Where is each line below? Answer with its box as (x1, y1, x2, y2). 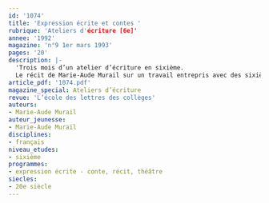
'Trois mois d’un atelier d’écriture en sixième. (15, 64, 184, 72)
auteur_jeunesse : (8, 116, 66, 124)
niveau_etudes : (8, 145, 59, 153)
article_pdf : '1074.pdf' (8, 78, 91, 86)
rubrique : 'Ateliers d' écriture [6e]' (8, 26, 138, 34)
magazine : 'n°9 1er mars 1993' (8, 42, 113, 50)
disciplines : (8, 130, 52, 138)
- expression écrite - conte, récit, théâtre (8, 168, 163, 176)
